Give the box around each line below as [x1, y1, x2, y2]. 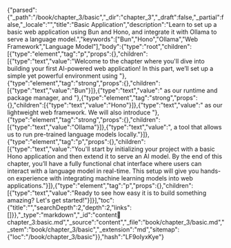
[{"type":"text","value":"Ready [7, 189, 93, 197]
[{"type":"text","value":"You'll [7, 145, 90, 153]
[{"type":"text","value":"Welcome [7, 57, 101, 65]
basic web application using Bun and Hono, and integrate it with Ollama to [7, 28, 217, 36]
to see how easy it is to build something [94, 189, 207, 197]
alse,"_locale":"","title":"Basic [7, 21, 90, 28]
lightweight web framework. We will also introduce [7, 108, 151, 116]
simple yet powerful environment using [7, 72, 119, 80]
